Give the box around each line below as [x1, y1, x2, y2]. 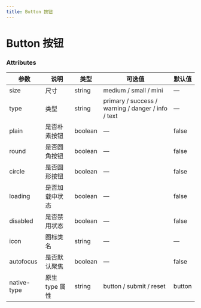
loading [9, 192, 31, 201]
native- [9, 279, 31, 287]
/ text [103, 112, 118, 120]
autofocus [9, 258, 38, 266]
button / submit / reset [103, 282, 166, 291]
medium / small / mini [103, 86, 163, 95]
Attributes [6, 58, 36, 67]
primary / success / [103, 97, 158, 105]
